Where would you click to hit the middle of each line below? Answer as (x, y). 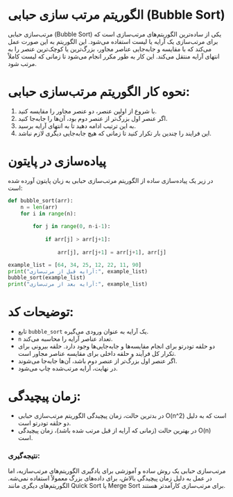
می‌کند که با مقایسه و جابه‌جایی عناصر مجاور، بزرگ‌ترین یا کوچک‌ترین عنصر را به (110, 49)
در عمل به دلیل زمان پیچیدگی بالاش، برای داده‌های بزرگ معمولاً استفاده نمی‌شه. (110, 478)
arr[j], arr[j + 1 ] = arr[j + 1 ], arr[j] (112, 252)
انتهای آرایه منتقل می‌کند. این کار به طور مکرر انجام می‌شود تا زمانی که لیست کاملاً (114, 56)
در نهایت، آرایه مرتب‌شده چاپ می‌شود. (68, 368)
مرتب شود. (23, 63)
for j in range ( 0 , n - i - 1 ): (72, 227)
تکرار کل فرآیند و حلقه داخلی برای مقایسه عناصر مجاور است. (97, 354)
